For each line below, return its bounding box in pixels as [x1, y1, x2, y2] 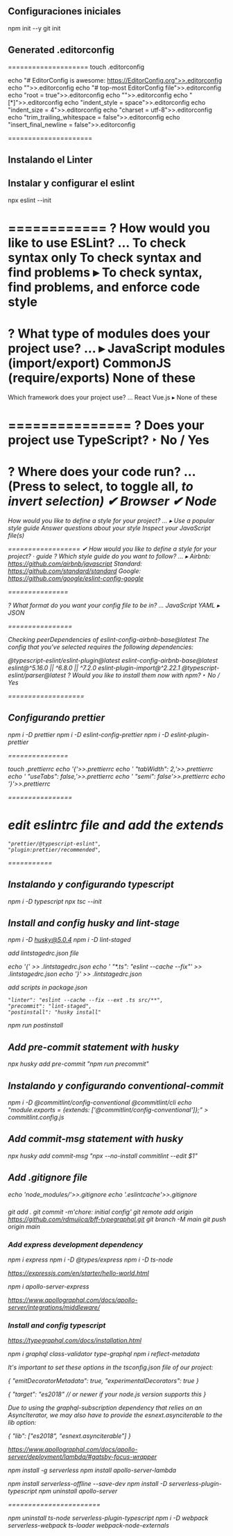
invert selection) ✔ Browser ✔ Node [8, 493, 217, 509]
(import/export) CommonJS [8, 356, 172, 371]
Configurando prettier [8, 712, 105, 724]
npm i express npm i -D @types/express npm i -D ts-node [8, 1255, 173, 1264]
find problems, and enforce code [8, 279, 200, 295]
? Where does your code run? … [8, 464, 196, 480]
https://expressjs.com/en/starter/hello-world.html [8, 1269, 150, 1277]
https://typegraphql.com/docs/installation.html [8, 1337, 141, 1345]
